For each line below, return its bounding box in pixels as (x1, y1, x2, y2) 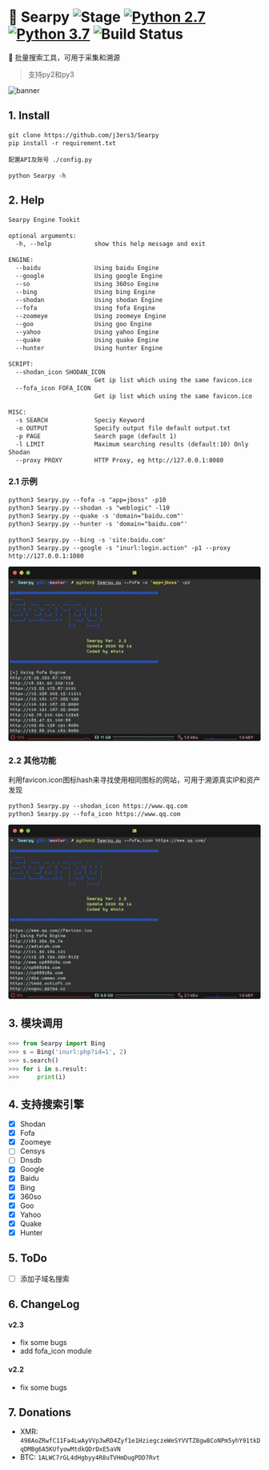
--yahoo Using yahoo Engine (15, 328, 159, 336)
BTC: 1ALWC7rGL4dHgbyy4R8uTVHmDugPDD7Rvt (19, 1452, 160, 1462)
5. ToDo (8, 1251, 48, 1266)
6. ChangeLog (8, 1298, 80, 1311)
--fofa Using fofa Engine (15, 304, 156, 312)
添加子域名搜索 (19, 1274, 70, 1283)
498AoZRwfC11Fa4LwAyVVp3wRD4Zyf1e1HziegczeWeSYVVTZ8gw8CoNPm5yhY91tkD (19, 1437, 261, 1445)
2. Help (8, 193, 45, 208)
